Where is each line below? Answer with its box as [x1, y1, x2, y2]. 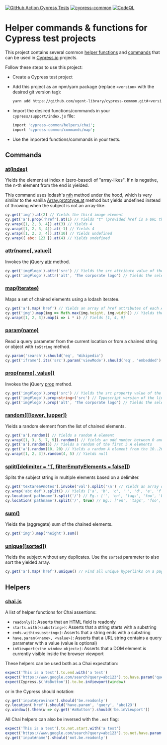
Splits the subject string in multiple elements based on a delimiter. [5, 474, 140, 480]
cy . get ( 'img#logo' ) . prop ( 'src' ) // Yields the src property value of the [5, 390, 162, 395]
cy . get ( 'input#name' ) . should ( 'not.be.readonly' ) [5, 735, 108, 740]
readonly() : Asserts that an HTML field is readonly [12, 619, 116, 625]
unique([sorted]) [5, 543, 47, 549]
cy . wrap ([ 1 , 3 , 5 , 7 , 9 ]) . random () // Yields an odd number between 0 [5, 437, 155, 442]
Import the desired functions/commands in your [12, 107, 110, 113]
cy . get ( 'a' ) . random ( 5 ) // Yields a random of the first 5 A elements [5, 442, 153, 447]
